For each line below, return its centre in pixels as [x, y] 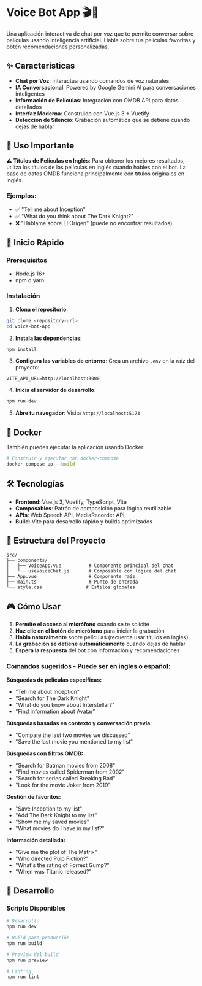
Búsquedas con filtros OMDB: [45, 753]
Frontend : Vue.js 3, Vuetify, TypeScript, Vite [71, 502]
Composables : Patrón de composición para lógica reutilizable [93, 508]
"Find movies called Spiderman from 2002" [70, 772]
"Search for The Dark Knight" [52, 698]
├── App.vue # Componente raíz [71, 576]
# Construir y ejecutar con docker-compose [63, 458]
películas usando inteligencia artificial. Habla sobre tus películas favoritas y [101, 40]
